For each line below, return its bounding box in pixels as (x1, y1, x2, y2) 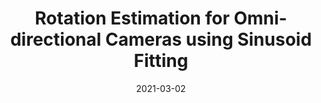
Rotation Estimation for (34, 7, 230, 30)
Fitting (133, 50, 189, 72)
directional (9, 28, 102, 51)
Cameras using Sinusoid (104, 28, 313, 51)
